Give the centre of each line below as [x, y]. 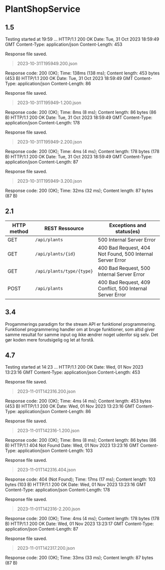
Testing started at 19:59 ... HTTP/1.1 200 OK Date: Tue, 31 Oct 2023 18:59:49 [82, 39]
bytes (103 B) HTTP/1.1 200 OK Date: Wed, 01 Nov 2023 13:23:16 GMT [76, 485]
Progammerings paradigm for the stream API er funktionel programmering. [81, 324]
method [19, 231]
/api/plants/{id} [55, 254]
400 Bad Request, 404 [124, 248]
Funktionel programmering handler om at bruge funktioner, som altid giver [80, 329]
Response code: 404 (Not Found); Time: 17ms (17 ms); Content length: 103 [80, 479]
